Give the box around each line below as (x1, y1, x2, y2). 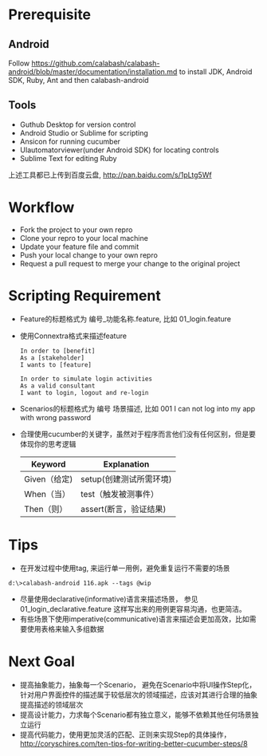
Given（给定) (23, 473, 73, 484)
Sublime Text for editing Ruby (19, 153, 117, 163)
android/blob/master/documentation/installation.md (8, 67, 178, 77)
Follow (8, 58, 30, 68)
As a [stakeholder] (19, 353, 85, 362)
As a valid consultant (19, 381, 96, 390)
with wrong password (19, 412, 92, 422)
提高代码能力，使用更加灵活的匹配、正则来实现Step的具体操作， (19, 730, 231, 739)
